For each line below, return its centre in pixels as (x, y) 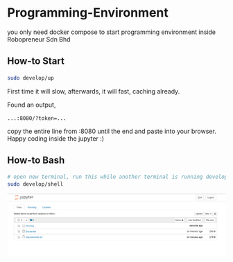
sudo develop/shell (35, 184)
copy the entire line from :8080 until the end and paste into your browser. (112, 131)
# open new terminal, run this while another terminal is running (105, 177)
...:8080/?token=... (37, 118)
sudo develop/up (31, 78)
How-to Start (36, 61)
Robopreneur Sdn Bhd (39, 39)
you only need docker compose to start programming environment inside (112, 32)
